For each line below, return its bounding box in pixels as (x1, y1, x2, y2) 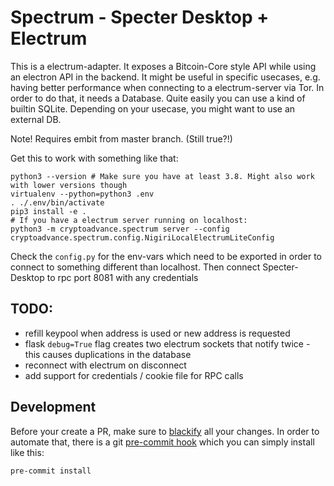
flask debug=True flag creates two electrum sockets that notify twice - (24, 337, 311, 350)
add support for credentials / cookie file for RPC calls (24, 369, 244, 381)
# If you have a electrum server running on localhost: (10, 215, 248, 225)
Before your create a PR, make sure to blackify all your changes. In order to (10, 425, 320, 437)
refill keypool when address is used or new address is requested (24, 327, 291, 339)
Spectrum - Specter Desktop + (10, 6, 270, 29)
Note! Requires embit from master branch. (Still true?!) (10, 132, 233, 145)
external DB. (10, 113, 62, 125)
